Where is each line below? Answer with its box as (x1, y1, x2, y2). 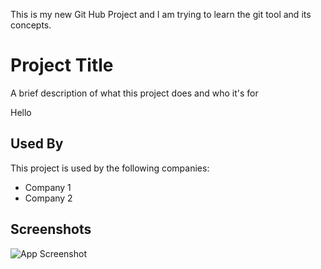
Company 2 (24, 192, 73, 204)
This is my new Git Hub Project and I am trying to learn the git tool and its (10, 9, 312, 20)
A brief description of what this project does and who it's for (10, 87, 259, 99)
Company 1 (24, 181, 72, 193)
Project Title (10, 54, 114, 77)
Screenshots (10, 221, 92, 238)
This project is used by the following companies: (10, 162, 210, 174)
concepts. (10, 19, 52, 31)
